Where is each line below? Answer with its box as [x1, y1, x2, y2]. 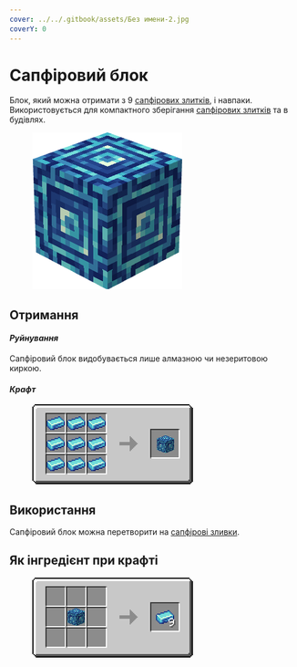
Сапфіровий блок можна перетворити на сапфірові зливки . [9, 526, 240, 537]
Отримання [9, 307, 79, 323]
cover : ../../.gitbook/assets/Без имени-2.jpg [9, 15, 189, 24]
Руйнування [9, 333, 59, 344]
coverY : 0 [9, 24, 47, 34]
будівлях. [9, 114, 46, 125]
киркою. [9, 363, 42, 374]
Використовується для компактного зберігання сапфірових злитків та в [9, 105, 289, 116]
